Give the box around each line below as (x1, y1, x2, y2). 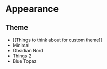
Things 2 (12, 53, 32, 59)
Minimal (12, 42, 30, 48)
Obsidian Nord (12, 48, 43, 53)
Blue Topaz (12, 58, 37, 64)
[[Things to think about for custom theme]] (12, 37, 103, 43)
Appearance (5, 3, 59, 15)
